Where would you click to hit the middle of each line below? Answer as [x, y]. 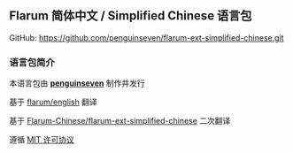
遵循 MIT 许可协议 [42, 140]
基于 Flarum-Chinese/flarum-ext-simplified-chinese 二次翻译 [120, 121]
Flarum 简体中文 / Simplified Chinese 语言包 [131, 16]
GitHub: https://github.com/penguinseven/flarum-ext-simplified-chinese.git [147, 37]
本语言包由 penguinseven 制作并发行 [77, 83]
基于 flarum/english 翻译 [53, 102]
